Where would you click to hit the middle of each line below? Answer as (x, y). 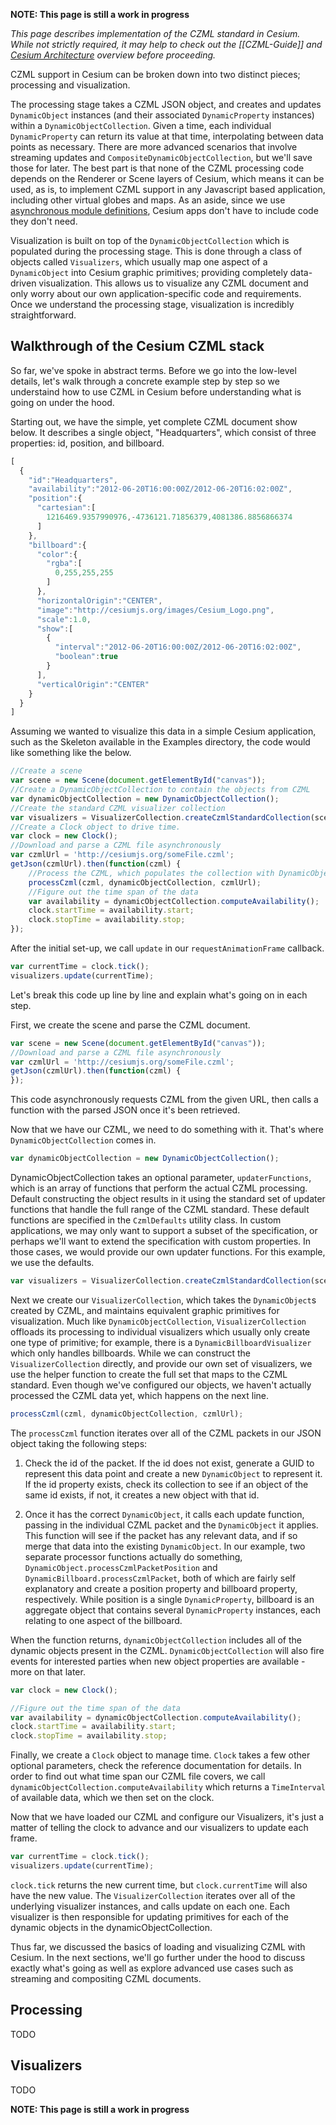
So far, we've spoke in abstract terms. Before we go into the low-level (153, 370)
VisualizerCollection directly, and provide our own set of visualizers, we (161, 1363)
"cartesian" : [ (66, 508)
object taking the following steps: (79, 1443)
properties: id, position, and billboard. (87, 443)
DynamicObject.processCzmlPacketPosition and (121, 1567)
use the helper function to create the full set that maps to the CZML (149, 1374)
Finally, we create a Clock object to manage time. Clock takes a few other (160, 1755)
